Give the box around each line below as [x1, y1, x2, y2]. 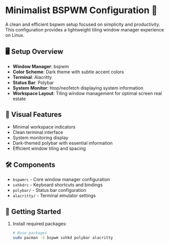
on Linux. [5, 32, 25, 38]
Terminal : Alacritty [12, 74, 52, 80]
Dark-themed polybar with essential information [12, 140, 113, 146]
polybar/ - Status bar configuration [12, 187, 86, 193]
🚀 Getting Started [5, 207, 61, 216]
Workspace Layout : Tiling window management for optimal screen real [12, 90, 162, 96]
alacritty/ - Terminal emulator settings [12, 192, 96, 199]
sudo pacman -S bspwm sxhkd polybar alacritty [12, 235, 113, 240]
